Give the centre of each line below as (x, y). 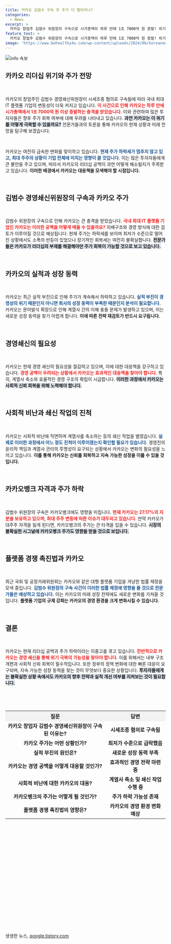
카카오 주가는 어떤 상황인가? (55, 743)
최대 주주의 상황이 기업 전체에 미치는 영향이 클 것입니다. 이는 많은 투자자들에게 (89, 158)
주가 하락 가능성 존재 (135, 797)
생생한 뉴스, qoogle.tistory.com (37, 936)
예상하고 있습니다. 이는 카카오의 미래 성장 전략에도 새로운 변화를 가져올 (89, 594)
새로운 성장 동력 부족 (135, 753)
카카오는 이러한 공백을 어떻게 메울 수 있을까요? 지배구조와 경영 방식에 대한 (87, 227)
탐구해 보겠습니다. (32, 131)
